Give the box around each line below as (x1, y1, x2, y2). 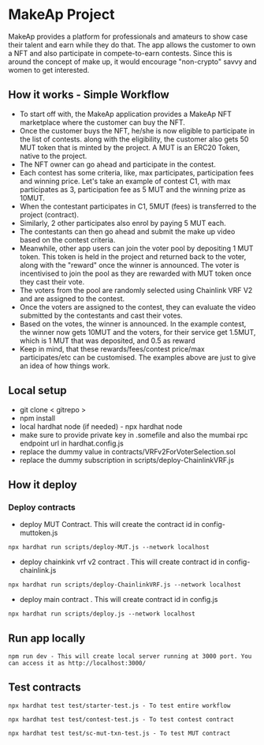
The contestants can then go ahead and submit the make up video (19, 227, 236, 236)
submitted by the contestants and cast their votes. (19, 310, 183, 320)
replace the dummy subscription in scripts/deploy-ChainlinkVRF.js (19, 455, 235, 465)
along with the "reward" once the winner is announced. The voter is (19, 260, 240, 269)
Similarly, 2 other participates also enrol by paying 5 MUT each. (19, 218, 226, 228)
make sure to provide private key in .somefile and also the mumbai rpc (19, 430, 248, 439)
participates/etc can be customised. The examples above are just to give (19, 352, 256, 362)
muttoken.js (19, 528, 58, 538)
